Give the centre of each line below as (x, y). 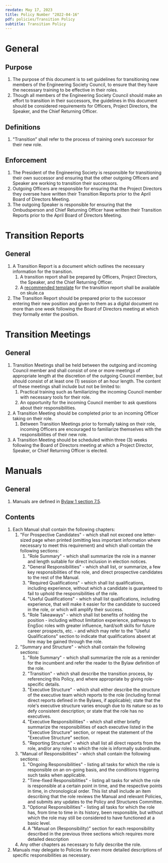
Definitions (23, 127)
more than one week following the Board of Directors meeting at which (86, 309)
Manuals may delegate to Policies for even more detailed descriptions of (87, 849)
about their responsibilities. (48, 408)
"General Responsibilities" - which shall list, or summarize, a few (94, 566)
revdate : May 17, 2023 (29, 10)
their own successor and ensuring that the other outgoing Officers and (86, 178)
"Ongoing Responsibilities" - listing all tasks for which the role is (94, 764)
